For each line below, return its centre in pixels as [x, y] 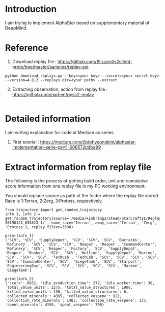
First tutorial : [26, 142]
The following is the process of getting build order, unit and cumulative [77, 180]
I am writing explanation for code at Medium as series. [60, 132]
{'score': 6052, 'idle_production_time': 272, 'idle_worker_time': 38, [80, 283]
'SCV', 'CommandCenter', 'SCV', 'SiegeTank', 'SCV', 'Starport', [73, 261]
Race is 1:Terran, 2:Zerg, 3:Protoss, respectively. [54, 201]
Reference [27, 48]
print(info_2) [20, 279]
